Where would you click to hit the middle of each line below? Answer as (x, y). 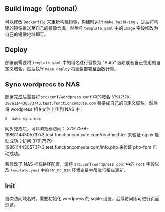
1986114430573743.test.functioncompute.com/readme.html (66, 135)
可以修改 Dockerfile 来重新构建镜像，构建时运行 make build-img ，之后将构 (82, 22)
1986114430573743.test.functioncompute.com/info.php (62, 147)
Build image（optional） (43, 9)
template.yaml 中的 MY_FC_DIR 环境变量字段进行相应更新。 (69, 170)
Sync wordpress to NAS (42, 85)
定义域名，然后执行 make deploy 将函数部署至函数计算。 (62, 69)
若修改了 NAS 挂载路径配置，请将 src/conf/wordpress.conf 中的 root (75, 164)
